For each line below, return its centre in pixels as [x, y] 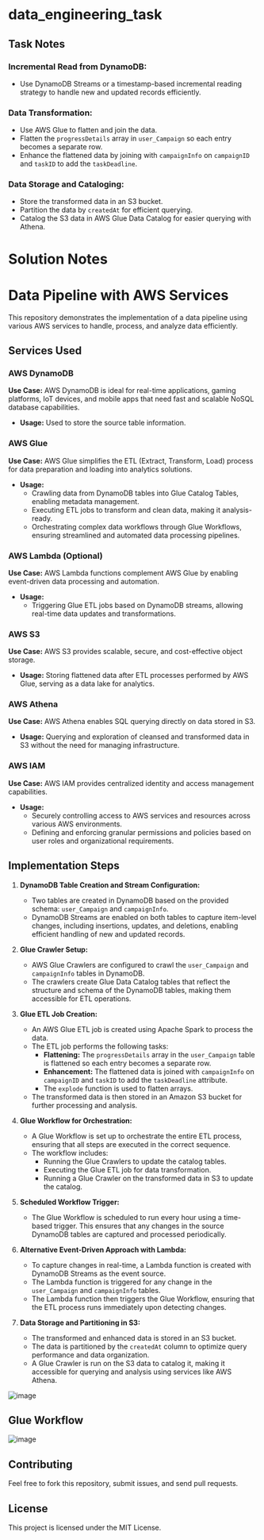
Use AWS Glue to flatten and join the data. [88, 130]
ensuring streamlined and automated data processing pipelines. [136, 535]
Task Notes [37, 44]
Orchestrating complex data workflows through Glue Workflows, [136, 526]
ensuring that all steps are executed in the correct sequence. [131, 1144]
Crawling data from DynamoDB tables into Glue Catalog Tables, [135, 493]
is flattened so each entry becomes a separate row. [127, 1063]
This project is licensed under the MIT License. [85, 1528]
